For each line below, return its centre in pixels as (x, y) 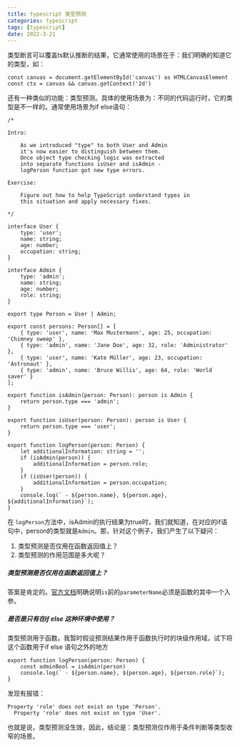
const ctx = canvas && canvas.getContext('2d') (80, 84)
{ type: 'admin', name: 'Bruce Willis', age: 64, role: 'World (116, 371)
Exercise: (22, 183)
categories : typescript (43, 21)
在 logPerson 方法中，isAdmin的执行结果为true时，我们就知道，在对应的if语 (117, 522)
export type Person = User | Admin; (62, 314)
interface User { (33, 227)
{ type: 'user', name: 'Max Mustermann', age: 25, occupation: (116, 333)
